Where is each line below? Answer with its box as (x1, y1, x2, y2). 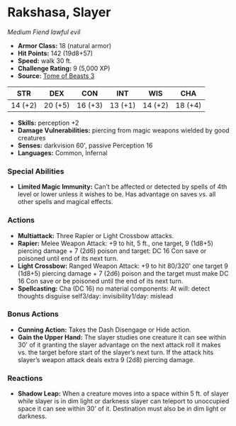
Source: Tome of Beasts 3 (17, 72, 95, 80)
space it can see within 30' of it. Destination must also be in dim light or (17, 405, 227, 413)
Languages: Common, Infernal (17, 148, 108, 157)
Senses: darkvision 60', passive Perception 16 (17, 141, 153, 150)
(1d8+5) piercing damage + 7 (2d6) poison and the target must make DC (17, 269, 229, 277)
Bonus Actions (7, 309, 59, 319)
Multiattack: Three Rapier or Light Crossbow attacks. (17, 231, 174, 240)
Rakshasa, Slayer (7, 4, 111, 21)
